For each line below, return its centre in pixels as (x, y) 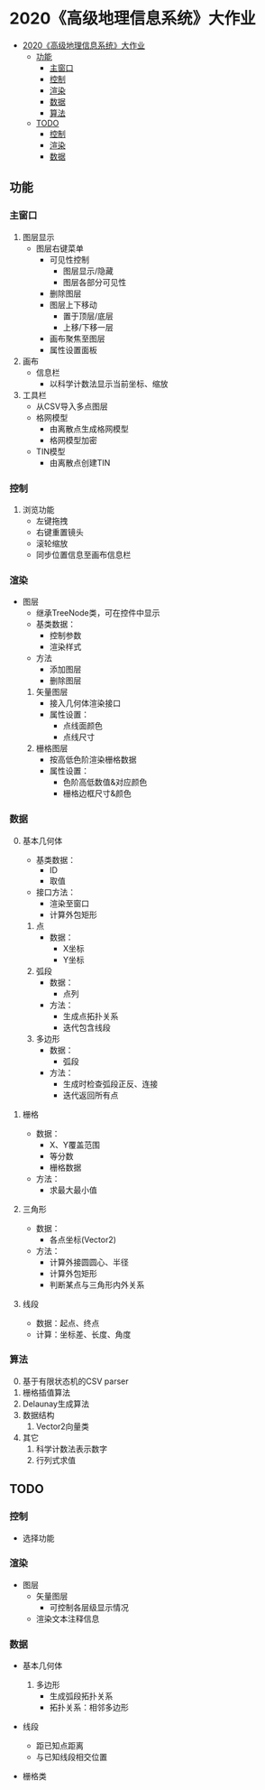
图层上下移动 (73, 304)
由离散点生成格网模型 (89, 429)
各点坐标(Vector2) (83, 1239)
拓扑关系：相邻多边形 (89, 1708)
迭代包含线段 (87, 1027)
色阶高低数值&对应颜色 (105, 783)
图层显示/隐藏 (88, 271)
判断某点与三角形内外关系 (97, 1285)
